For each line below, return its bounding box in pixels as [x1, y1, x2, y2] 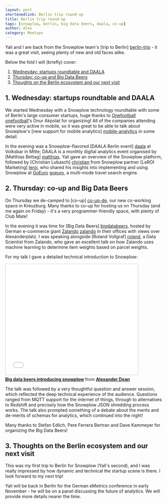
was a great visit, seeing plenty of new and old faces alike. [5, 49, 126, 55]
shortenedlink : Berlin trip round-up [5, 12, 84, 17]
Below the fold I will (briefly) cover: [5, 59, 77, 65]
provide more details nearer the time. [5, 494, 81, 500]
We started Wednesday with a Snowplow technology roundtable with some [5, 107, 160, 113]
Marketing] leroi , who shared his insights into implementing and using [5, 164, 148, 170]
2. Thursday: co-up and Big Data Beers [5, 184, 128, 192]
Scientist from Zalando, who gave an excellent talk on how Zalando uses [5, 239, 154, 245]
